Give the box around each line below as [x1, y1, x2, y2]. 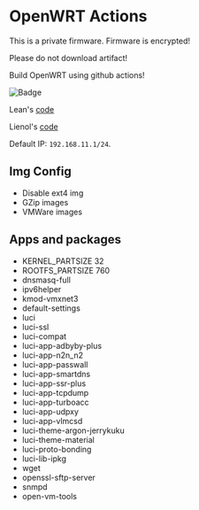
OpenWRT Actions [9, 6, 148, 27]
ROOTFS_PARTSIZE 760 [21, 265, 111, 275]
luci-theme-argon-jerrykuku [21, 425, 126, 436]
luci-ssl [21, 321, 50, 332]
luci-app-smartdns [21, 368, 91, 379]
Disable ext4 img [21, 188, 84, 198]
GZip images [21, 197, 69, 207]
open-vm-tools [21, 491, 78, 501]
